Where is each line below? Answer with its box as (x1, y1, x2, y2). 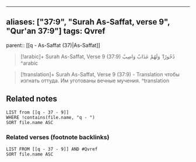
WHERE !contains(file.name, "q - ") (6, 114, 95, 120)
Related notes (6, 94, 57, 104)
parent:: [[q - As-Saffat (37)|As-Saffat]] (6, 41, 100, 48)
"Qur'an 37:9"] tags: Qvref (6, 26, 106, 36)
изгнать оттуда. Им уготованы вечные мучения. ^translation (20, 77, 170, 84)
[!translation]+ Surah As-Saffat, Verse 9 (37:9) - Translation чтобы (20, 71, 180, 78)
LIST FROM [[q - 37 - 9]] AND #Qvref (6, 146, 98, 152)
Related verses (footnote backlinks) (6, 133, 110, 141)
